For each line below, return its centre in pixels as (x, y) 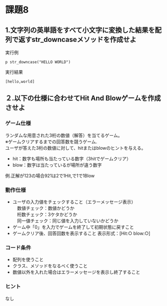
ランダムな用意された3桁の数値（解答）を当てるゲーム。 (64, 135)
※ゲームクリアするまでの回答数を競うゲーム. (51, 142)
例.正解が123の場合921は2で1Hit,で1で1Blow (50, 175)
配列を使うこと (28, 260)
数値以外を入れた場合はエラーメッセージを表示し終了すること (76, 272)
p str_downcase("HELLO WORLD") (38, 62)
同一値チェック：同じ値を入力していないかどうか (68, 221)
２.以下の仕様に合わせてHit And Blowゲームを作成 (83, 98)
